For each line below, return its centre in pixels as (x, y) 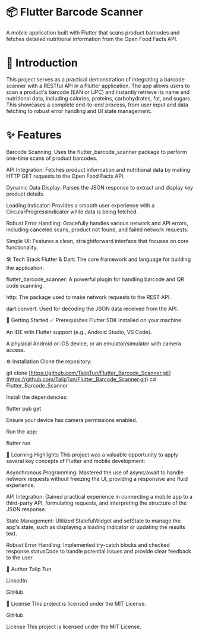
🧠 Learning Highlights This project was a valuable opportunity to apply (92, 454)
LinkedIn (17, 580)
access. (16, 350)
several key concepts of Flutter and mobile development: (76, 461)
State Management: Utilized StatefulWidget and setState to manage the (94, 521)
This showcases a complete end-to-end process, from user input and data (97, 105)
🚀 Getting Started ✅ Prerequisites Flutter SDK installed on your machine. (94, 320)
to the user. (20, 558)
